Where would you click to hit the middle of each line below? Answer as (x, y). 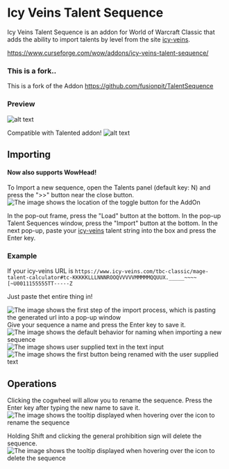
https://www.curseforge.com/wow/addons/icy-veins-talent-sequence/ (108, 53)
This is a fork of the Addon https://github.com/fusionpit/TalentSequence (110, 86)
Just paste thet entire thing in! (50, 297)
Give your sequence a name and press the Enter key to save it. (96, 325)
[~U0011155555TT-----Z (40, 284)
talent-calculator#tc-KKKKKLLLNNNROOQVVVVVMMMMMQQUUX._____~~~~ (102, 278)
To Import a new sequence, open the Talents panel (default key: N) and (109, 188)
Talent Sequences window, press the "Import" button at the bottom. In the (113, 223)
